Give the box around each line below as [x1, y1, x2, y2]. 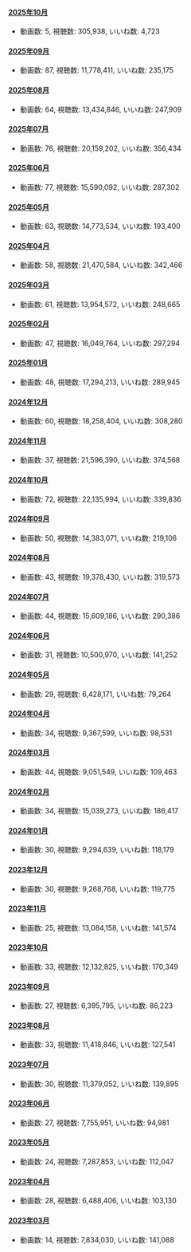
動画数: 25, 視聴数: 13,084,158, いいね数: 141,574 [19, 923, 177, 932]
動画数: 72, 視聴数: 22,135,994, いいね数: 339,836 [19, 494, 181, 504]
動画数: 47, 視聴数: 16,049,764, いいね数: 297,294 [19, 338, 181, 348]
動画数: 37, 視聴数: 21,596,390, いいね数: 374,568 [19, 455, 181, 465]
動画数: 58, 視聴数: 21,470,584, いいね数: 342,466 [19, 260, 183, 270]
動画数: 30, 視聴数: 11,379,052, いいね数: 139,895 [19, 1079, 179, 1089]
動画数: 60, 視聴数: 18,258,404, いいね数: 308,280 [19, 416, 183, 426]
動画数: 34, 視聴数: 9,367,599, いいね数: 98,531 [19, 728, 173, 738]
